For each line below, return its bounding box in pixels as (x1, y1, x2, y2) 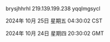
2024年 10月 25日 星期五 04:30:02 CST (5, 17, 103, 24)
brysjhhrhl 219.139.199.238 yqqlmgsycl (5, 5, 101, 12)
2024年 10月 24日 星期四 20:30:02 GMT (5, 30, 104, 37)
